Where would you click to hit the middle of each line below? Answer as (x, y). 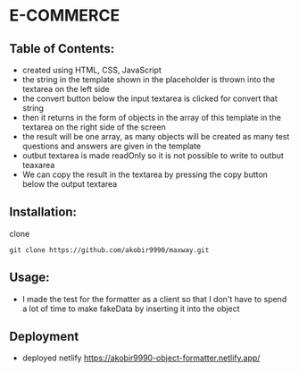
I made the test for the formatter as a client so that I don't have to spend (154, 299)
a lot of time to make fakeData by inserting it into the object (131, 309)
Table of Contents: (62, 49)
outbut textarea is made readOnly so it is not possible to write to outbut (153, 156)
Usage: (30, 278)
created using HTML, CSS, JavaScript (92, 70)
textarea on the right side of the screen (94, 127)
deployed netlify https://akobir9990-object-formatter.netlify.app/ (141, 358)
